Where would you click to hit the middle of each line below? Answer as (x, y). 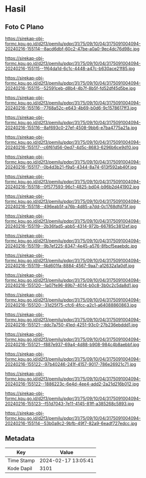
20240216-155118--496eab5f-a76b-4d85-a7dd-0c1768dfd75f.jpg (70, 206)
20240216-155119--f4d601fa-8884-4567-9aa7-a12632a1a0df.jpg (70, 266)
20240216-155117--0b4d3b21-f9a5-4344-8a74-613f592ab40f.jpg (71, 167)
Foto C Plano (24, 27)
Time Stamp (21, 461)
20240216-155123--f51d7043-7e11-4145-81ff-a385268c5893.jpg (70, 404)
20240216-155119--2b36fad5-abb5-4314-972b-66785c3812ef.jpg (71, 226)
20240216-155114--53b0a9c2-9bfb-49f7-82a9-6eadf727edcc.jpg (71, 423)
